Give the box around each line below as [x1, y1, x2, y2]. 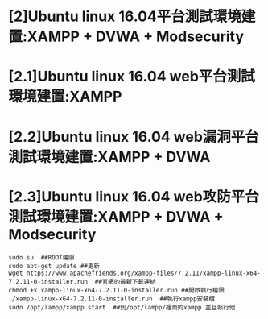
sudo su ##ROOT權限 [8, 253, 75, 262]
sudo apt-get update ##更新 [8, 262, 101, 270]
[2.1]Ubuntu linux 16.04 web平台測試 [8, 68, 256, 85]
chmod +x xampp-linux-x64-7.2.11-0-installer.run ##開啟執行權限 [8, 286, 225, 294]
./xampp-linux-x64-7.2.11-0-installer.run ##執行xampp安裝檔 [8, 295, 216, 303]
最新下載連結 [119, 277, 157, 286]
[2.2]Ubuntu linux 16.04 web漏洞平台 [8, 127, 260, 146]
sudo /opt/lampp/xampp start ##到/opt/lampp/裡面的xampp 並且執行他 [8, 303, 236, 311]
